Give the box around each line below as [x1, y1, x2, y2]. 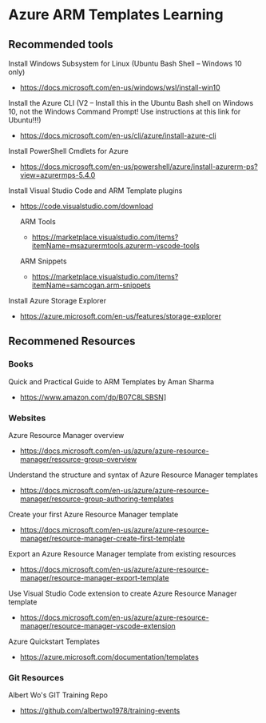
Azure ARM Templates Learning [8, 6, 224, 24]
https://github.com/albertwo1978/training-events [19, 706, 181, 716]
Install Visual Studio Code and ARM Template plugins [8, 186, 183, 195]
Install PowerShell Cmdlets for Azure [8, 147, 129, 155]
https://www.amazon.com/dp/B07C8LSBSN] [19, 392, 167, 402]
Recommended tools [8, 38, 113, 51]
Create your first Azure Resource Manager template [8, 509, 179, 519]
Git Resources [8, 672, 65, 683]
